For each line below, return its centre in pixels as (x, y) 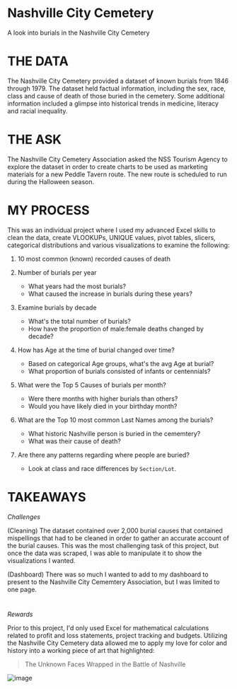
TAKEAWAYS (47, 497)
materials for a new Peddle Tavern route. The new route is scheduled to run (117, 174)
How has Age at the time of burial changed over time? (96, 350)
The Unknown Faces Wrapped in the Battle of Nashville (105, 664)
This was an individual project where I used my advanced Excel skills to (111, 230)
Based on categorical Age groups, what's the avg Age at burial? (121, 363)
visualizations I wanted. (41, 560)
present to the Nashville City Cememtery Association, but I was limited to (114, 581)
